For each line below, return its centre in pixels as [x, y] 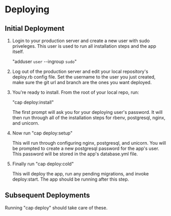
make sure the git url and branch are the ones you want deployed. [82, 82]
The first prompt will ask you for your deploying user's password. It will [87, 112]
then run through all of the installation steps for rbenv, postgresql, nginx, [89, 117]
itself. [18, 52]
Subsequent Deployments [47, 195]
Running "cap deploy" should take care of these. [56, 208]
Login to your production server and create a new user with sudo [81, 41]
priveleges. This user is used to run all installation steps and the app [84, 46]
